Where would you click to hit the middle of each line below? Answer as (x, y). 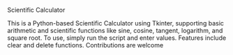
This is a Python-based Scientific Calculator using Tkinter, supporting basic (116, 23)
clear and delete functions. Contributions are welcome (85, 45)
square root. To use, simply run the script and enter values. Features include (117, 38)
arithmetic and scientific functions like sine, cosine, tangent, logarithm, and (115, 31)
